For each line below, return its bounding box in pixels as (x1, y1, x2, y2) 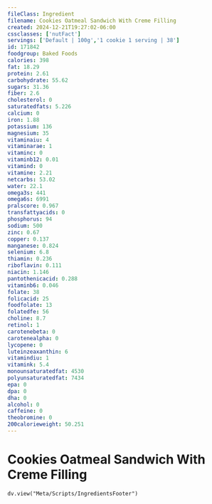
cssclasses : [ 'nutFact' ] (7, 30, 81, 38)
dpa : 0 (7, 387, 27, 395)
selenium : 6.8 (7, 248, 50, 256)
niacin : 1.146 (7, 268, 50, 275)
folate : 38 (7, 288, 40, 295)
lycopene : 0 (7, 341, 43, 349)
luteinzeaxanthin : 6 (7, 348, 69, 355)
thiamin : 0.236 (7, 256, 53, 263)
